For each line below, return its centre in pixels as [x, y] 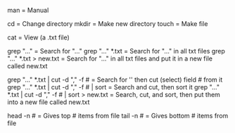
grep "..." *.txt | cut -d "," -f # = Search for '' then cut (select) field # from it [115, 80]
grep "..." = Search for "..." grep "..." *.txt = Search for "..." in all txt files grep [116, 51]
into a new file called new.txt [49, 102]
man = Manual [28, 10]
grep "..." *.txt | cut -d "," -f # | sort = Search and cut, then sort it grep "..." [114, 87]
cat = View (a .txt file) [39, 37]
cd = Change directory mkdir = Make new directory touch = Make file [108, 24]
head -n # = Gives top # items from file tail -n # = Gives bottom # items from [118, 116]
